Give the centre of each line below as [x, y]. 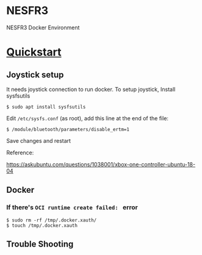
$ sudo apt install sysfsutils [46, 107]
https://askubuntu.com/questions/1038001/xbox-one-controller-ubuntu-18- [101, 164]
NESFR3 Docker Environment [43, 27]
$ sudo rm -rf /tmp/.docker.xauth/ [52, 220]
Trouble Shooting [40, 244]
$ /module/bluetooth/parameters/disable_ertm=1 [68, 129]
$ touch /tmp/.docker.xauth [42, 225]
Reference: [20, 153]
